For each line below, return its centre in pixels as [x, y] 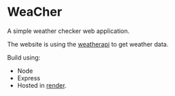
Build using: [24, 57]
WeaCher [35, 12]
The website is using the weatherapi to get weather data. [88, 44]
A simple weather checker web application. [68, 31]
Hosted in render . [42, 85]
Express [29, 78]
